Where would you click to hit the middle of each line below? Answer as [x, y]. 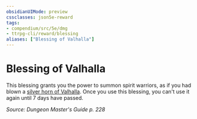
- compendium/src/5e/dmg [37, 28]
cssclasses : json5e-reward [40, 17]
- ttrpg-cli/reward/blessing [42, 34]
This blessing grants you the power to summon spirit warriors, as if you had [99, 85]
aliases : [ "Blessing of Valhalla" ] [50, 39]
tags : [13, 23]
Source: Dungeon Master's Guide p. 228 [56, 109]
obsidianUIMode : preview [37, 12]
